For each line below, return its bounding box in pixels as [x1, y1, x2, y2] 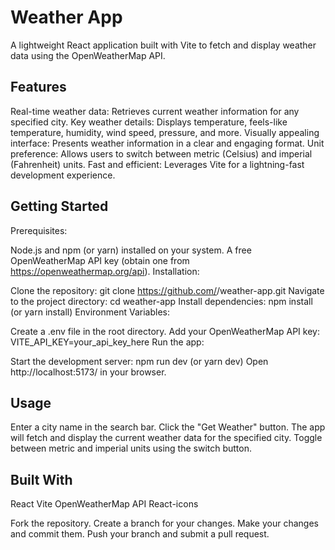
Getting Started [10, 198, 109, 215]
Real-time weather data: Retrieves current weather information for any [10, 105, 300, 117]
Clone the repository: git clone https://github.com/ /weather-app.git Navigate [10, 284, 325, 296]
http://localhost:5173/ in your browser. [10, 366, 167, 378]
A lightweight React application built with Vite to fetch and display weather [10, 39, 317, 51]
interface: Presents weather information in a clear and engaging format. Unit [10, 137, 325, 149]
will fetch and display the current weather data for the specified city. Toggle [10, 432, 323, 444]
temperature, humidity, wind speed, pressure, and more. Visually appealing [10, 126, 320, 138]
